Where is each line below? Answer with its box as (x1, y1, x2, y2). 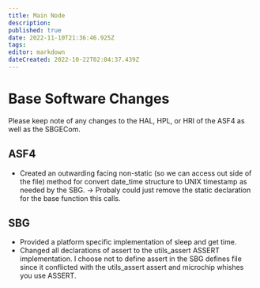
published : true (8, 26, 62, 34)
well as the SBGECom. (8, 124, 81, 134)
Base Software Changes (8, 90, 170, 108)
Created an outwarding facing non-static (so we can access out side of (19, 168, 252, 178)
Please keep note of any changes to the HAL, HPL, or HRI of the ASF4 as (8, 116, 245, 125)
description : (8, 19, 51, 27)
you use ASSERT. (19, 271, 77, 281)
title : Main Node (8, 11, 66, 20)
